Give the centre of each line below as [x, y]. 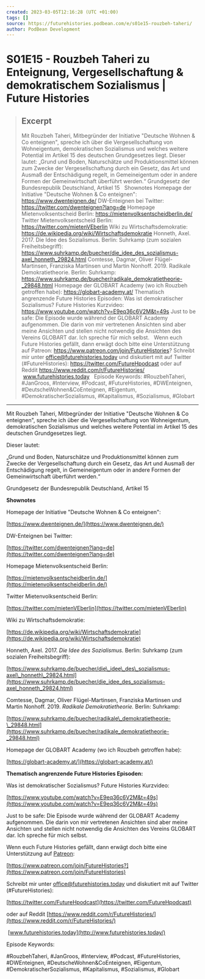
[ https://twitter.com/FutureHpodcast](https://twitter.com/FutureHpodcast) [99, 902]
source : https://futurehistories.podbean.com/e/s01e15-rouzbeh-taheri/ [99, 23]
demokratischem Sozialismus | [86, 85]
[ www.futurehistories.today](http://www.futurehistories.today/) [87, 932]
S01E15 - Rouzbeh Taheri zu [78, 59]
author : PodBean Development [43, 29]
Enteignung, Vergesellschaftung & [95, 73]
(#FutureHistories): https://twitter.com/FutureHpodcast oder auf [101, 364]
